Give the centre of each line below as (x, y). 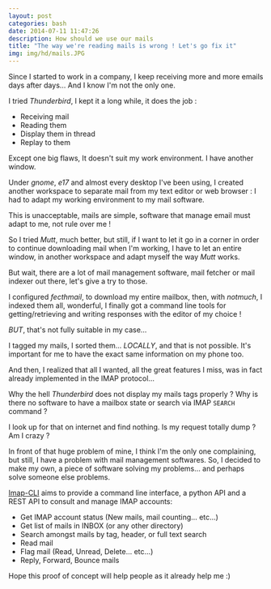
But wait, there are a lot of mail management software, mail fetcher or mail (132, 273)
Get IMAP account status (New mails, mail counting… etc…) (119, 517)
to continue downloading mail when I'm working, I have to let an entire (125, 248)
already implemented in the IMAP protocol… (82, 378)
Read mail (37, 543)
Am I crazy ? (29, 435)
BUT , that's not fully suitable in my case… (78, 330)
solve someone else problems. (59, 477)
